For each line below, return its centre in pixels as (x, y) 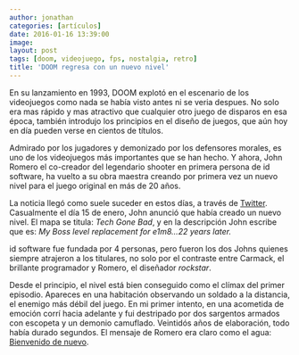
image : (21, 42)
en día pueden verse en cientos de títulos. (86, 130)
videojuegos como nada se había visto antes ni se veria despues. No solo (144, 102)
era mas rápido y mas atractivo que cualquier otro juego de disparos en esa (148, 111)
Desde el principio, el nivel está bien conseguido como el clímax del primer (147, 285)
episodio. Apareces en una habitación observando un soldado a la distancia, (149, 294)
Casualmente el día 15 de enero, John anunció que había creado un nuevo (145, 212)
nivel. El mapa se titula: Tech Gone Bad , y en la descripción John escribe (143, 222)
